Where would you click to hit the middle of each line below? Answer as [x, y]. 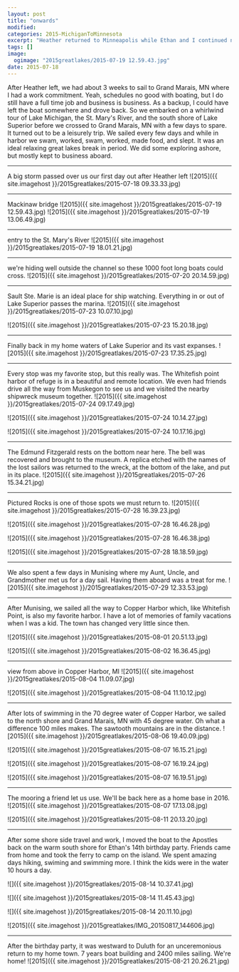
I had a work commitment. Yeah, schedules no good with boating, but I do [116, 95]
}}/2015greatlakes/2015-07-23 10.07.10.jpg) [70, 311]
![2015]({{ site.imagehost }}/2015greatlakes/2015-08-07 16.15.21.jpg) [107, 750]
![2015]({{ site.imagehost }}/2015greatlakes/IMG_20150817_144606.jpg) [111, 925]
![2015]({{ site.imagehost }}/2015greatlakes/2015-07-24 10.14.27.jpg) [108, 417]
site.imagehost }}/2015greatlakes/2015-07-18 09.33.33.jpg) [94, 183]
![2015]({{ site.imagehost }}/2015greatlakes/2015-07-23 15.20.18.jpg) [108, 324]
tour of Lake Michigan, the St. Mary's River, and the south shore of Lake [113, 118]
